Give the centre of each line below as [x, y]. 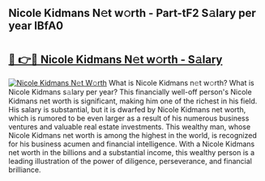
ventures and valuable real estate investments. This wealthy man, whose [130, 127]
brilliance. [25, 170]
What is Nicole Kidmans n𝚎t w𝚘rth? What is [182, 83]
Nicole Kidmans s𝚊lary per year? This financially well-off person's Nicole [130, 92]
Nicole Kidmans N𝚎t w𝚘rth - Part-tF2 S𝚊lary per [132, 13]
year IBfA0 [36, 26]
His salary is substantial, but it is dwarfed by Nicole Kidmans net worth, [127, 109]
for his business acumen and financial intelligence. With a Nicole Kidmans [132, 144]
